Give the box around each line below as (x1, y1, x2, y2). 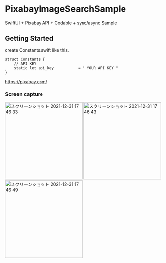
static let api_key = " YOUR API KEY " (14, 65, 119, 70)
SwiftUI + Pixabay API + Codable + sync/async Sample (5, 20, 117, 26)
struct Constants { (5, 57, 45, 62)
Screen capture (5, 90, 43, 97)
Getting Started (5, 34, 54, 43)
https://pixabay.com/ (5, 78, 48, 85)
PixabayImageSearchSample (5, 3, 126, 15)
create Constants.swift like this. (5, 47, 69, 53)
